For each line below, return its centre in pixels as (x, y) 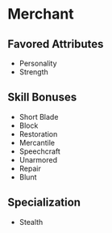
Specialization (44, 203)
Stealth (31, 222)
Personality (38, 63)
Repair (30, 168)
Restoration (38, 133)
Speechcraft (40, 151)
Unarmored (38, 159)
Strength (34, 72)
